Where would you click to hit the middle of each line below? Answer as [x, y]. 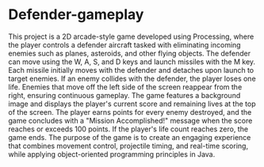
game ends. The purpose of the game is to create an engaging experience [130, 137]
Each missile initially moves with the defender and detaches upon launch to [131, 70]
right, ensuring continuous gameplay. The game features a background [124, 95]
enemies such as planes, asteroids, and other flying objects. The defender [130, 53]
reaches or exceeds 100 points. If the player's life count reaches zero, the [128, 129]
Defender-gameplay [76, 15]
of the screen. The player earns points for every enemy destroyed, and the [130, 112]
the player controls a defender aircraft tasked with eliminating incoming [124, 44]
